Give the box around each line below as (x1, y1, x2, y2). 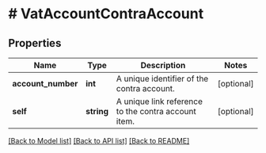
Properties (8, 36, 62, 50)
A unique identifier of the (116, 73, 209, 84)
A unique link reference (116, 96, 203, 107)
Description (140, 60, 186, 71)
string (85, 106, 109, 117)
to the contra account (116, 106, 196, 117)
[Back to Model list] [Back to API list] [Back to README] (8, 136, 190, 145)
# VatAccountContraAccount (8, 5, 204, 23)
